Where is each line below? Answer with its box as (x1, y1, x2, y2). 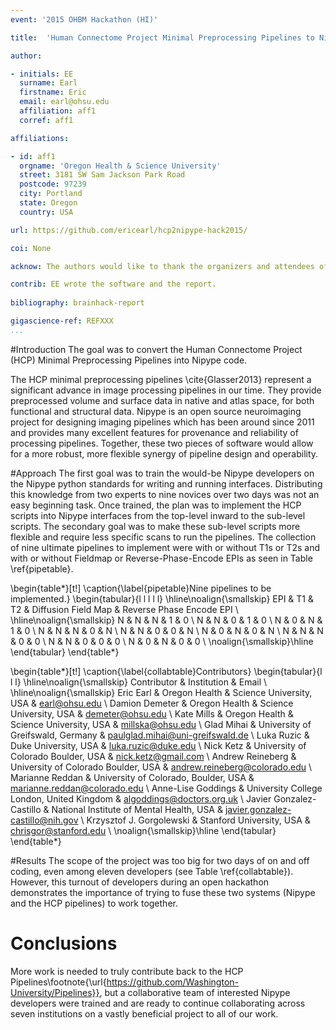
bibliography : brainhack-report (10, 298, 145, 308)
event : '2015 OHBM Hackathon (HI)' (10, 14, 159, 25)
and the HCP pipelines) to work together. (10, 897, 178, 909)
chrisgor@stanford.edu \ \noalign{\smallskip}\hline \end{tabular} (10, 824, 277, 836)
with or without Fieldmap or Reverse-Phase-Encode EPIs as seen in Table (10, 552, 313, 564)
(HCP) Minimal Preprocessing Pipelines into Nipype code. (10, 354, 248, 366)
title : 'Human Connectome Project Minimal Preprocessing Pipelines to (10, 32, 315, 43)
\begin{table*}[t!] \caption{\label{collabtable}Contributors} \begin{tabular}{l (10, 665, 323, 677)
